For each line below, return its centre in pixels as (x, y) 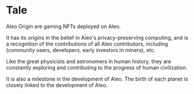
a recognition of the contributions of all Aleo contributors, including (87, 44)
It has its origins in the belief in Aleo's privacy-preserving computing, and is (97, 37)
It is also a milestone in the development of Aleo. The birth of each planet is (97, 79)
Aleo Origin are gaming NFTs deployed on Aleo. (64, 26)
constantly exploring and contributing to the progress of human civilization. (97, 67)
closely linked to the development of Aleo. (57, 85)
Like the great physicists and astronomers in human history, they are (89, 61)
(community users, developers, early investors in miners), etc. (81, 50)
